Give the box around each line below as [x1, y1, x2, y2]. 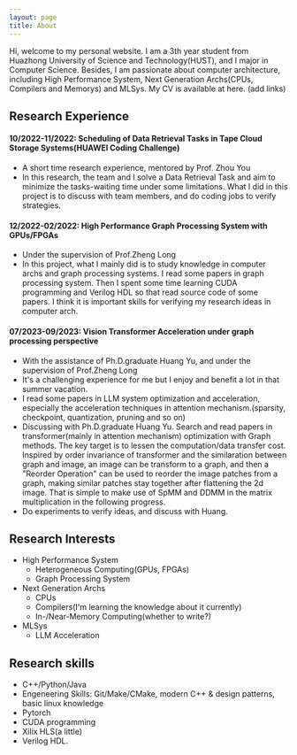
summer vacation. [21, 383, 88, 394]
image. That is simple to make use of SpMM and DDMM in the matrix [21, 487, 272, 497]
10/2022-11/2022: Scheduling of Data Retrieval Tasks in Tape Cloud [9, 134, 263, 144]
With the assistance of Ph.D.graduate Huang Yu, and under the [21, 355, 251, 366]
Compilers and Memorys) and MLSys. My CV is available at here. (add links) [9, 83, 286, 94]
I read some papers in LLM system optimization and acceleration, [21, 393, 261, 404]
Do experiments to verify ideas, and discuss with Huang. [21, 505, 228, 516]
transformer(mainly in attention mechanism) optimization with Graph [21, 430, 271, 441]
